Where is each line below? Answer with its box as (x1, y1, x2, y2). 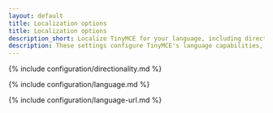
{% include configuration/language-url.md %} (8, 95, 162, 105)
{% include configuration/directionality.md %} (8, 64, 162, 73)
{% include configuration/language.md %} (8, 80, 150, 90)
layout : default (8, 11, 63, 20)
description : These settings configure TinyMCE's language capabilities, (8, 42, 264, 50)
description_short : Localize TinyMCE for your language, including (8, 34, 242, 43)
